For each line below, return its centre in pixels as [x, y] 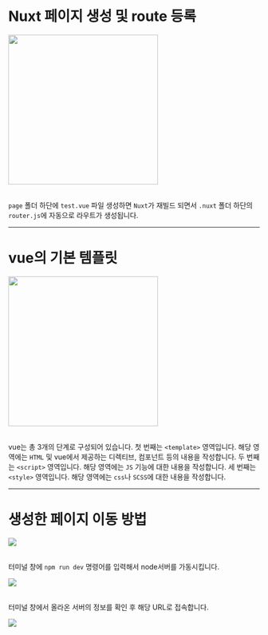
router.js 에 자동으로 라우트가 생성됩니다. [73, 215]
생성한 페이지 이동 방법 [78, 520]
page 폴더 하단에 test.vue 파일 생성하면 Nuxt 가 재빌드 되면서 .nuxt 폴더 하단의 [130, 205]
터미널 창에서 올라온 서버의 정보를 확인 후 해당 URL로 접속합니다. [108, 607]
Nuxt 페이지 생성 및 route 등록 [102, 16]
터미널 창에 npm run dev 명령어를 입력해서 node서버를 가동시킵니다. [114, 566]
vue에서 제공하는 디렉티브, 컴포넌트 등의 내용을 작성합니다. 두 [149, 457]
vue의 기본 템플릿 [63, 258]
